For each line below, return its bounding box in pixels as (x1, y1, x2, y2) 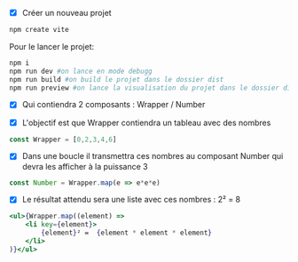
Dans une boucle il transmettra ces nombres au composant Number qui (21, 151, 284, 162)
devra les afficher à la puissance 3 (21, 161, 148, 171)
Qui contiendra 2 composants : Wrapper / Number (21, 99, 206, 110)
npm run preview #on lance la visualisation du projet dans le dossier (9, 83, 279, 92)
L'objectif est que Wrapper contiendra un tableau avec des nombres (21, 117, 271, 128)
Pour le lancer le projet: (9, 41, 95, 52)
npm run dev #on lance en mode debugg (9, 67, 153, 75)
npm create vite (9, 26, 69, 35)
